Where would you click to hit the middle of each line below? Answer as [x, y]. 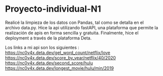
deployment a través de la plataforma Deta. [48, 38]
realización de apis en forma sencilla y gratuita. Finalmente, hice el [72, 33]
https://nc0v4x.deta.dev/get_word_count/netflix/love [58, 53]
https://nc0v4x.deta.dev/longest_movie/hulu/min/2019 [60, 68]
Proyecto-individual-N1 [53, 9]
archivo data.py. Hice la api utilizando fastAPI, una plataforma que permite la [81, 27]
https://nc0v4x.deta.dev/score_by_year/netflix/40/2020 [60, 57]
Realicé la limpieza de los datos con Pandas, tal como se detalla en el [74, 22]
